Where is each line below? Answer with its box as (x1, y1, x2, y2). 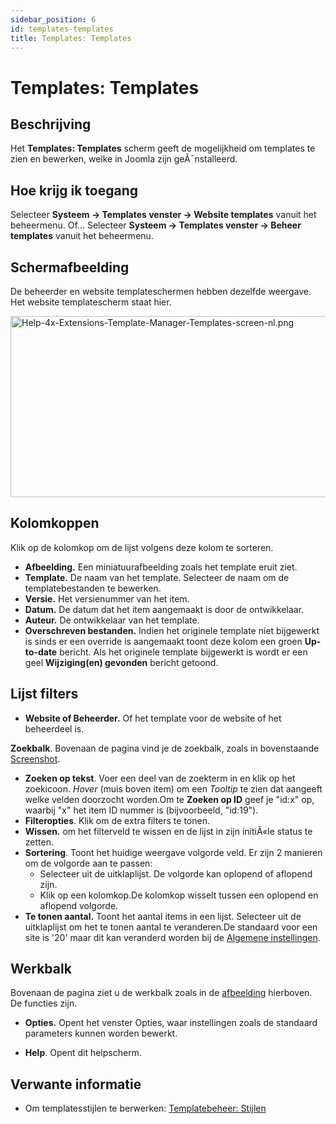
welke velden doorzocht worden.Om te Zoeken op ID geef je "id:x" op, (24, 793, 315, 805)
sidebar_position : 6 (10, 14, 97, 25)
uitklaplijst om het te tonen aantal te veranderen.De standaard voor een (24, 921, 318, 933)
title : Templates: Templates (10, 33, 132, 43)
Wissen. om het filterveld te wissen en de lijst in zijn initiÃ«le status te (24, 825, 313, 837)
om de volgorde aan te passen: (24, 857, 153, 869)
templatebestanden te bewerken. (24, 582, 162, 594)
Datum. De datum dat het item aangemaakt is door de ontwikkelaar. (24, 603, 305, 615)
